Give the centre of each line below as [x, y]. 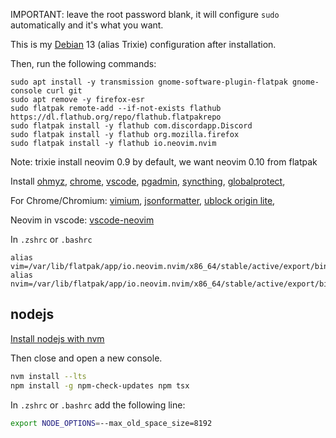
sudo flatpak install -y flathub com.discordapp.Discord [131, 126]
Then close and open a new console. [86, 358]
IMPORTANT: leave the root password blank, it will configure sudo [145, 14]
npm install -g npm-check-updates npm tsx [100, 385]
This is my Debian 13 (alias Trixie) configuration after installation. [143, 44]
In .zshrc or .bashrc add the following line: [98, 405]
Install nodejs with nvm [57, 338]
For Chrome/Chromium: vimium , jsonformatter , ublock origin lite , [143, 200]
